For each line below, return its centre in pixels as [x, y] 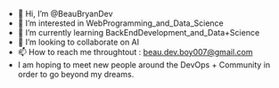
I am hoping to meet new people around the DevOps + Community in [144, 65]
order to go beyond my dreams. [76, 74]
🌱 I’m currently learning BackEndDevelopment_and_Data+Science [139, 32]
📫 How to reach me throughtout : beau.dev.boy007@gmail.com [135, 52]
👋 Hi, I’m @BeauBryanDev [65, 14]
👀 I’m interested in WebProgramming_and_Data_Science [121, 23]
